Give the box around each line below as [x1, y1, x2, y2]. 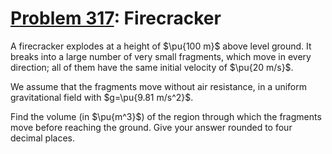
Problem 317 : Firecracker [10, 7, 222, 30]
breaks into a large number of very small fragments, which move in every [10, 50, 312, 62]
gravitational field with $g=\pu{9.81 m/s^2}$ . [10, 91, 194, 103]
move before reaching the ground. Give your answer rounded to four [10, 121, 293, 133]
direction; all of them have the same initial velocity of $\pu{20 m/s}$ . [10, 61, 294, 73]
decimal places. [10, 132, 75, 144]
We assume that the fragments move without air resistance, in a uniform [10, 80, 308, 92]
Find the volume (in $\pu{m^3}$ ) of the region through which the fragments [10, 110, 322, 122]
